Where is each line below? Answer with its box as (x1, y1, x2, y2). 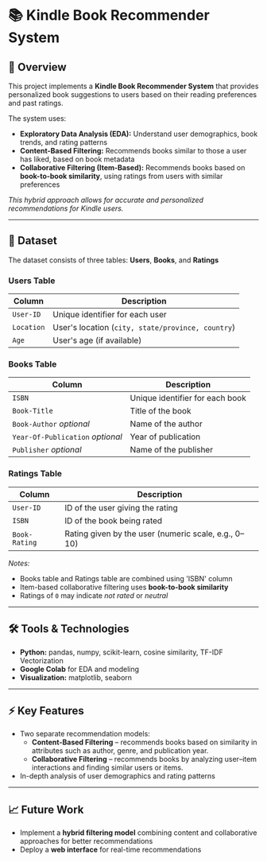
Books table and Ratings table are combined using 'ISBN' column (19, 573, 233, 583)
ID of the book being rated (64, 514, 163, 526)
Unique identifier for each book (130, 393, 246, 404)
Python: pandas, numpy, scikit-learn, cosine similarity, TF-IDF (19, 647, 224, 657)
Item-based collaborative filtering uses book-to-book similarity (19, 582, 229, 592)
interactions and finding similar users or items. (31, 763, 184, 772)
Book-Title (12, 406, 53, 416)
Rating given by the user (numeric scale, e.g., (64, 528, 233, 539)
